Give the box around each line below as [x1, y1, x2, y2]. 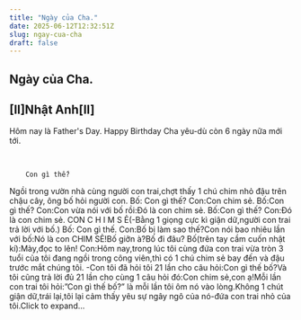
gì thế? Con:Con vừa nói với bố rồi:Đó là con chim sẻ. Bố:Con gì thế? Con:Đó [9, 205, 293, 216]
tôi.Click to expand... [9, 300, 85, 311]
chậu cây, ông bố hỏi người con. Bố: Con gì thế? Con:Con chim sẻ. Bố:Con [9, 195, 285, 207]
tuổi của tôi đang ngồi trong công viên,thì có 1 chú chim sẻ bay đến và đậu [9, 253, 285, 263]
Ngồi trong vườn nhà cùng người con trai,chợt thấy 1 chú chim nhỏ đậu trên [9, 186, 288, 197]
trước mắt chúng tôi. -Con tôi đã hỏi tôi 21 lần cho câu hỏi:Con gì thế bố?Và [9, 262, 288, 273]
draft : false [9, 38, 58, 48]
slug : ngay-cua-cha [9, 30, 83, 39]
